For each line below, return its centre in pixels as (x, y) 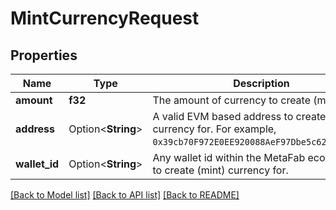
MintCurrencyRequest (105, 18)
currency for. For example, (214, 129)
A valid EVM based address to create (239, 116)
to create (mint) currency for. (220, 170)
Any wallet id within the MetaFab (229, 157)
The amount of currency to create (232, 100)
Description (261, 83)
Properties (44, 55)
